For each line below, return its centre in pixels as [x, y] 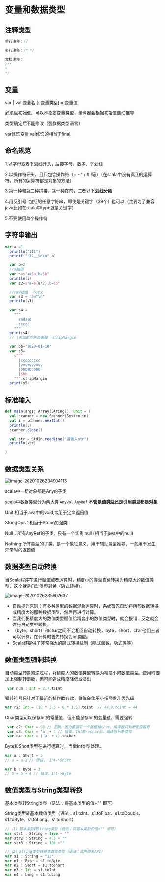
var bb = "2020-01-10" [30, 347]
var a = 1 [14, 247]
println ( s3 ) [22, 301]
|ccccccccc [29, 361]
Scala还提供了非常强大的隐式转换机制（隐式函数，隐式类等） [74, 643]
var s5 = [17, 351]
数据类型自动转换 [31, 567]
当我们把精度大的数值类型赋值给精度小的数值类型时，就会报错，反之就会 [85, 618]
